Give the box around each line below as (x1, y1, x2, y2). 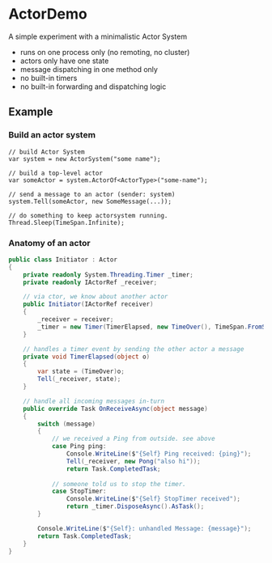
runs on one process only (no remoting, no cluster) (19, 47, 190, 57)
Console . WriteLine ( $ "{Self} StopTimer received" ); (66, 495, 241, 503)
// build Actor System (8, 147, 85, 156)
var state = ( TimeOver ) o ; (37, 367, 125, 376)
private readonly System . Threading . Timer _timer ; (23, 270, 194, 279)
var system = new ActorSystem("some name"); (8, 155, 161, 163)
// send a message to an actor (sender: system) (8, 190, 176, 198)
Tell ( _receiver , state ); (37, 375, 121, 383)
